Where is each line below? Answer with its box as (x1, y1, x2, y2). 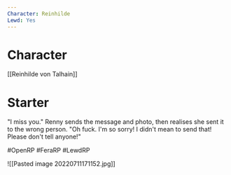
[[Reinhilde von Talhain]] (7, 70, 78, 78)
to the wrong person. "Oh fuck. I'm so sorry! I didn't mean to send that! (7, 125, 212, 134)
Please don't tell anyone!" (7, 132, 82, 141)
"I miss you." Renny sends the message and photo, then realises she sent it (7, 118, 224, 126)
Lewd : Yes (7, 17, 36, 24)
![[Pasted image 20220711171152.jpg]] (7, 160, 115, 168)
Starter (7, 94, 49, 111)
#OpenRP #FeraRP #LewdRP (7, 146, 90, 155)
